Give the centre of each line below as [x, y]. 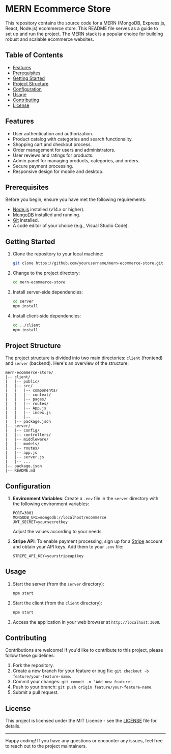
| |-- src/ [19, 386]
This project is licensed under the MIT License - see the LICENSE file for [81, 721]
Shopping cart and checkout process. [52, 144]
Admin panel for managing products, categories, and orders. [76, 160]
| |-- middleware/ [27, 440]
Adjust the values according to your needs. [58, 532]
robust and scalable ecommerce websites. [50, 39]
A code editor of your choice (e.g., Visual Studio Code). [70, 226]
